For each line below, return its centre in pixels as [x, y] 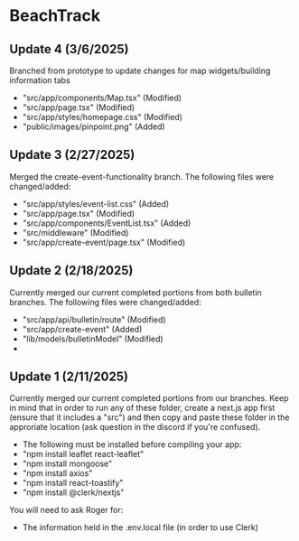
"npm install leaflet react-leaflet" [83, 454]
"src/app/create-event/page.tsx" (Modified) [104, 242]
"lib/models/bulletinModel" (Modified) [93, 339]
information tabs [40, 80]
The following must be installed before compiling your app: [132, 444]
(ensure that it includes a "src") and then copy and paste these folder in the [149, 417]
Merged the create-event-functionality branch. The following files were [142, 176]
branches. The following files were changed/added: [105, 302]
